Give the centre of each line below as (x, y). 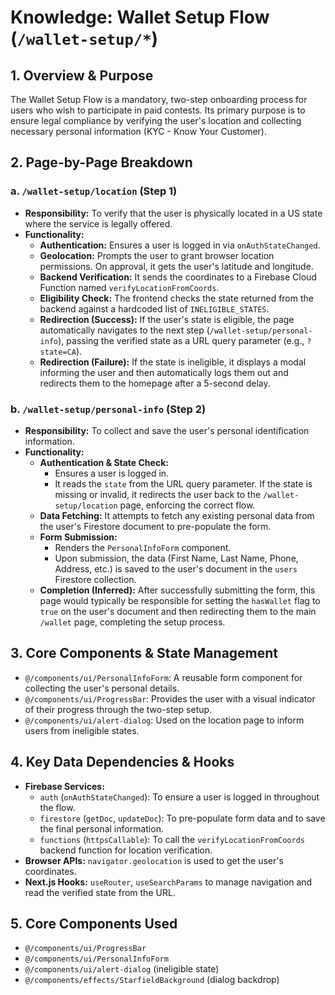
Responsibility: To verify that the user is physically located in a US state (173, 213)
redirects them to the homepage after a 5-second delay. (155, 383)
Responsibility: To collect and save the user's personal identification (167, 430)
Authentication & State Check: (104, 462)
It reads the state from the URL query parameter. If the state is (183, 483)
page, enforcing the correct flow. (187, 505)
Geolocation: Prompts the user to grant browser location (157, 255)
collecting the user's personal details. (102, 688)
